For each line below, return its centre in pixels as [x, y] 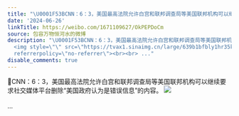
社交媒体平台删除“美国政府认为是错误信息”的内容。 [88, 90]
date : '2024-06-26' [36, 21]
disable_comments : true [43, 60]
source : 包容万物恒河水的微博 [47, 34]
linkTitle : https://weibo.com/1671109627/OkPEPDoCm [85, 27]
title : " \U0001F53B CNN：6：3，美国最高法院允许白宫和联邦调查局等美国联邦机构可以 [118, 14]
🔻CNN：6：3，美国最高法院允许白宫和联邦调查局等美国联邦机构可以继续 [114, 81]
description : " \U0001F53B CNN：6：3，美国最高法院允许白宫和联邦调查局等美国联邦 [117, 41]
